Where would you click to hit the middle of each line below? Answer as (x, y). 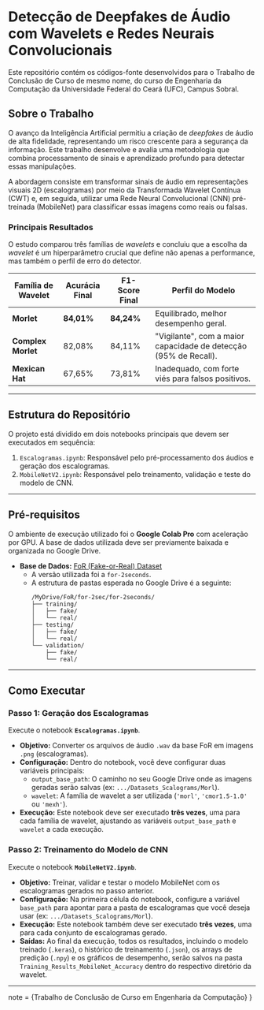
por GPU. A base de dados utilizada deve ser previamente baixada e (119, 542)
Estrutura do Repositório (70, 415)
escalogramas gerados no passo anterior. (87, 890)
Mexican (29, 369)
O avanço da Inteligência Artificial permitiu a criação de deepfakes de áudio (131, 132)
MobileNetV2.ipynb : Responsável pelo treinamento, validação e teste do (135, 474)
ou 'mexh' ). (49, 804)
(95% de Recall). (186, 356)
